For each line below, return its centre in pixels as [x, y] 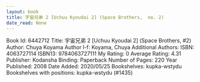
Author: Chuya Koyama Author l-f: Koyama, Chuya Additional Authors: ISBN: [100, 47]
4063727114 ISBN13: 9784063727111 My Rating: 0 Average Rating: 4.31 [94, 54]
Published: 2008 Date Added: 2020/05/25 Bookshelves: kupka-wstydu [94, 66]
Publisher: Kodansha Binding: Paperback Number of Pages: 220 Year [92, 60]
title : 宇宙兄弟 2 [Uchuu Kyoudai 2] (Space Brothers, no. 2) [85, 17]
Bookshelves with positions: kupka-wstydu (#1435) [70, 73]
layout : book [23, 12]
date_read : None [26, 23]
